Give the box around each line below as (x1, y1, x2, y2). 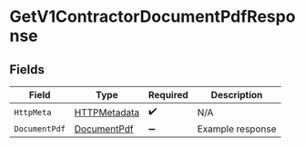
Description (210, 89, 263, 101)
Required (147, 89, 188, 101)
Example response (197, 122, 277, 135)
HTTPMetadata (74, 106, 139, 119)
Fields (9, 62, 46, 77)
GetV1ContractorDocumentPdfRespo (9, 6, 296, 27)
